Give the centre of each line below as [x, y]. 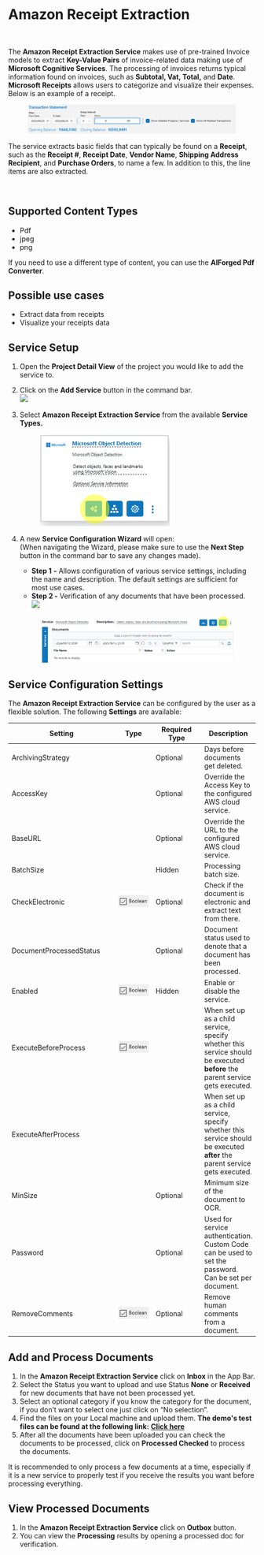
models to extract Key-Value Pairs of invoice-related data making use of [126, 60]
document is [224, 894]
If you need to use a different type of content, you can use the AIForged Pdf [132, 262]
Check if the [224, 885]
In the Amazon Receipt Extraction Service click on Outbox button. [128, 1527]
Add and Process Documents [81, 1357]
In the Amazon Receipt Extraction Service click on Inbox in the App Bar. [137, 1376]
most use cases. [58, 588]
